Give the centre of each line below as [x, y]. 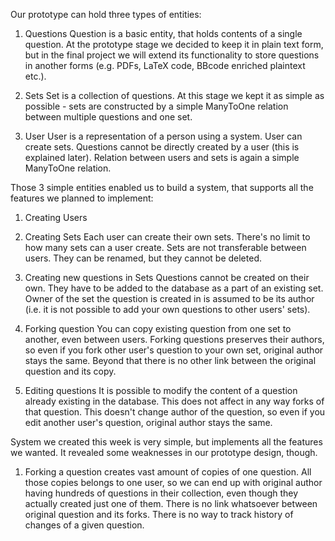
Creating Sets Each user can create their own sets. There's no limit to [167, 237]
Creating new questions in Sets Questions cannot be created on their [167, 277]
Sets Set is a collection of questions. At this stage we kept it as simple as [174, 95]
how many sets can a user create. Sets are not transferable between [165, 247]
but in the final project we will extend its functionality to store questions [172, 55]
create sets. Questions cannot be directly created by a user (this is [162, 147]
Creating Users [56, 217]
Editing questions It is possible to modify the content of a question [161, 390]
